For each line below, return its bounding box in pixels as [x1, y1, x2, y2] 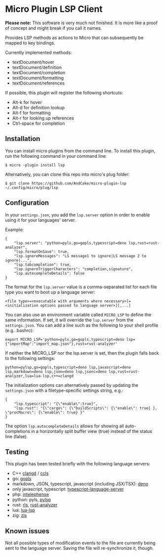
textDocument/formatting [12, 75, 64, 81]
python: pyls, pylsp [12, 497, 51, 503]
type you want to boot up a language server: [5, 289, 95, 295]
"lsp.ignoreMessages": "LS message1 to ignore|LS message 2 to [14, 253, 147, 258]
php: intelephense [12, 491, 49, 498]
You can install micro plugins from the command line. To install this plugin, [5, 147, 156, 154]
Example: [5, 227, 24, 232]
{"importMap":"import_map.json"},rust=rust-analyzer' [5, 341, 118, 346]
